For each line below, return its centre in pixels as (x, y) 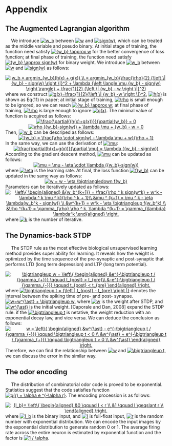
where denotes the (81, 290)
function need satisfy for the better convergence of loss (85, 52)
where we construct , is (86, 94)
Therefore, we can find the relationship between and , (86, 350)
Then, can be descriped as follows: (50, 132)
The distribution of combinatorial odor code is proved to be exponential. (87, 384)
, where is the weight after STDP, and (119, 301)
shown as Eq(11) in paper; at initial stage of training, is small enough (84, 99)
